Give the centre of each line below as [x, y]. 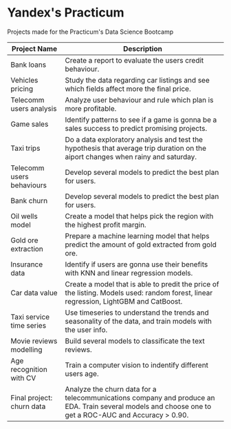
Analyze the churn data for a [111, 389]
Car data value [34, 293]
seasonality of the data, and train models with [138, 321]
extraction [27, 249]
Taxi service [30, 317]
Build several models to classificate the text [135, 341]
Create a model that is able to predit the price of [142, 284]
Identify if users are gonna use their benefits [136, 264]
